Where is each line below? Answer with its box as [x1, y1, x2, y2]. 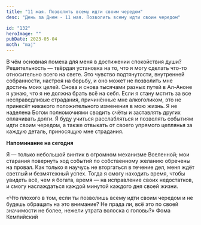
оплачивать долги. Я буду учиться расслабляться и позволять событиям [6, 115, 193, 122]
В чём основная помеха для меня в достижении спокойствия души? [6, 58, 182, 65]
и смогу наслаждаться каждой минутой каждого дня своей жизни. [6, 183, 178, 190]
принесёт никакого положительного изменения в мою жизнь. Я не [6, 103, 178, 109]
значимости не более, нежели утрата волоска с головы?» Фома [6, 207, 171, 214]
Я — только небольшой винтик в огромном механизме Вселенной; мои [6, 151, 190, 158]
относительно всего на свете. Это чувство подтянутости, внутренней [6, 71, 185, 78]
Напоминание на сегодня [6, 140, 74, 146]
